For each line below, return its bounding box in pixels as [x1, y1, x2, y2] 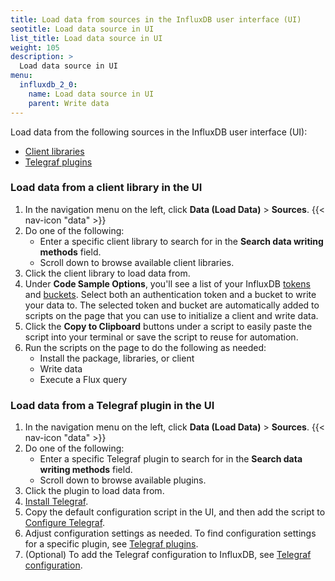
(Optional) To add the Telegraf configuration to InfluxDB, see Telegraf [24, 549, 312, 561]
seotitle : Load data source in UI [10, 24, 155, 34]
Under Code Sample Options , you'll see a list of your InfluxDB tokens [24, 277, 311, 290]
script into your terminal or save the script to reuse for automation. [24, 331, 299, 343]
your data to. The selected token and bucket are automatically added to [24, 299, 320, 311]
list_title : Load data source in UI [10, 33, 163, 43]
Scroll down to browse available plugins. [39, 474, 207, 486]
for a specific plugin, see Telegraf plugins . [24, 538, 199, 550]
